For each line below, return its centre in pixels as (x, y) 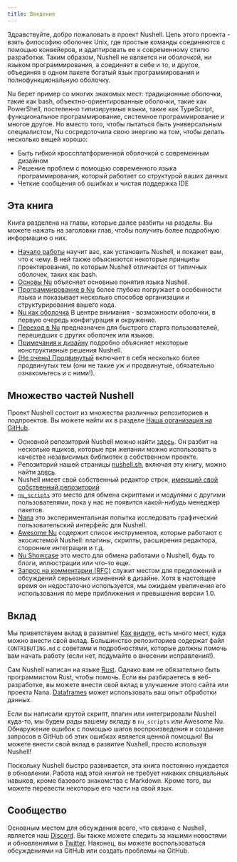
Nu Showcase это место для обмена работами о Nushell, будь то (116, 556)
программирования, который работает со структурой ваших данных (123, 176)
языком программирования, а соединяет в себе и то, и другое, (104, 64)
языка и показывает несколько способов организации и (104, 298)
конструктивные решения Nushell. (70, 350)
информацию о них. (37, 238)
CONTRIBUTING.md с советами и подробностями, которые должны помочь (117, 648)
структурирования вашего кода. (67, 305)
